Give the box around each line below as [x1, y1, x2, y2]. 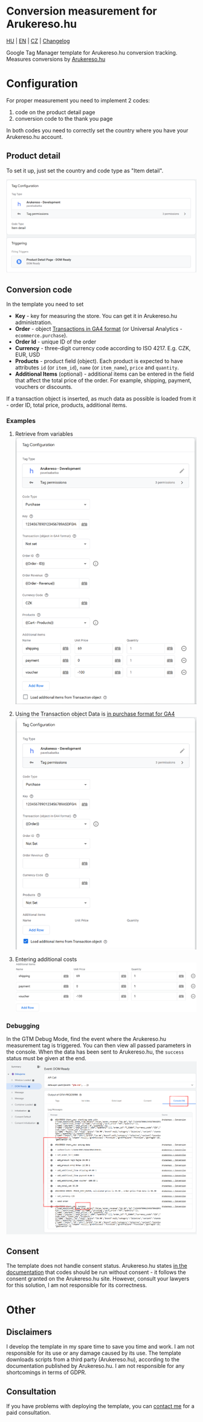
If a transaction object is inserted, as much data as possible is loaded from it [6, 395, 196, 402]
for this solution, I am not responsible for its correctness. [6, 1282, 147, 1289]
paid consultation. [6, 1409, 51, 1417]
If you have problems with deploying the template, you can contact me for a [6, 1403, 195, 1410]
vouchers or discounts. [14, 384, 72, 391]
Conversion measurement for [6, 4, 157, 18]
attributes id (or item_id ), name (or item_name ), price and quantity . [14, 364, 179, 371]
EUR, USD [14, 351, 40, 359]
